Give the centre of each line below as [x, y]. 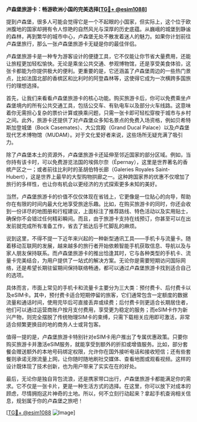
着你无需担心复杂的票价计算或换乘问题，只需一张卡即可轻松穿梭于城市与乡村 [98, 113]
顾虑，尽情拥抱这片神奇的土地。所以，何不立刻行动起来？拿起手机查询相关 [96, 393]
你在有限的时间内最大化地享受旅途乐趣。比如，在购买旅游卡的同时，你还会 [96, 204]
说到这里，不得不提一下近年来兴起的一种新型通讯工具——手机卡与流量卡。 [96, 238]
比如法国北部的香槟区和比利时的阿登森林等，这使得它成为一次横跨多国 [101, 78]
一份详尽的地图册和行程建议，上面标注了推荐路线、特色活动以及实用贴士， [101, 211]
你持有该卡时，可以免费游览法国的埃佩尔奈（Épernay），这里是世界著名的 [94, 162]
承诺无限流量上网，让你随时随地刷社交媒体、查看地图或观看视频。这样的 [103, 359]
